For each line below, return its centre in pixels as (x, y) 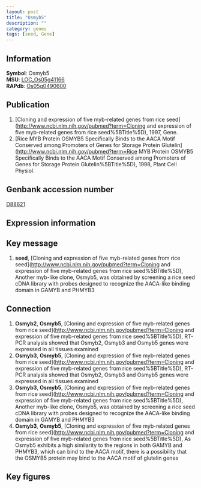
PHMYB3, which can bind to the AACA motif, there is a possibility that (101, 451)
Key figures (28, 477)
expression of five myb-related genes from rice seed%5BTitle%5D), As (103, 439)
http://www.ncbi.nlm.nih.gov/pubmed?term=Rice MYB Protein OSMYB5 (105, 151)
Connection (28, 309)
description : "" (26, 23)
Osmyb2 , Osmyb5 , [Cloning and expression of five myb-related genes (102, 324)
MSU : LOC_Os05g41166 (35, 80)
